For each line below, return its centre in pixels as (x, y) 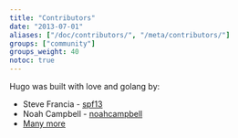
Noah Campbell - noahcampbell (83, 114)
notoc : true (32, 60)
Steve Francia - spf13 (62, 104)
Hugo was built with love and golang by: (85, 86)
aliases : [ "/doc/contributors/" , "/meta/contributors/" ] (120, 35)
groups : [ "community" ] (52, 43)
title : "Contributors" (52, 18)
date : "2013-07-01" (47, 27)
